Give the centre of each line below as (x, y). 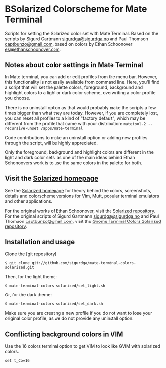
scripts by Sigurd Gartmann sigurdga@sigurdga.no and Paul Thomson (77, 39)
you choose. (18, 98)
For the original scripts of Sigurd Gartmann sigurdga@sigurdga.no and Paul (82, 216)
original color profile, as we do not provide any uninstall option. (69, 318)
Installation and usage (40, 242)
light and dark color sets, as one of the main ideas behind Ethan (70, 157)
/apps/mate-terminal (62, 128)
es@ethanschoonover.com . (33, 49)
